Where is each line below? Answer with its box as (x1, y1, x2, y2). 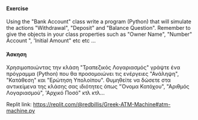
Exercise (6, 5, 29, 12)
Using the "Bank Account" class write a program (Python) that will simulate (6, 18, 192, 25)
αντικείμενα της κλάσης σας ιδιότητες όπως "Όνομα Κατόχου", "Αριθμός (6, 83, 190, 90)
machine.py (6, 107, 35, 115)
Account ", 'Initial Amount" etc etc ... (6, 37, 96, 44)
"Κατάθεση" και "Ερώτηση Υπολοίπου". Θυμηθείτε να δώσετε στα (6, 76, 171, 84)
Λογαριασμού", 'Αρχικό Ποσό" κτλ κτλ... (6, 90, 105, 97)
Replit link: (6, 101, 32, 108)
